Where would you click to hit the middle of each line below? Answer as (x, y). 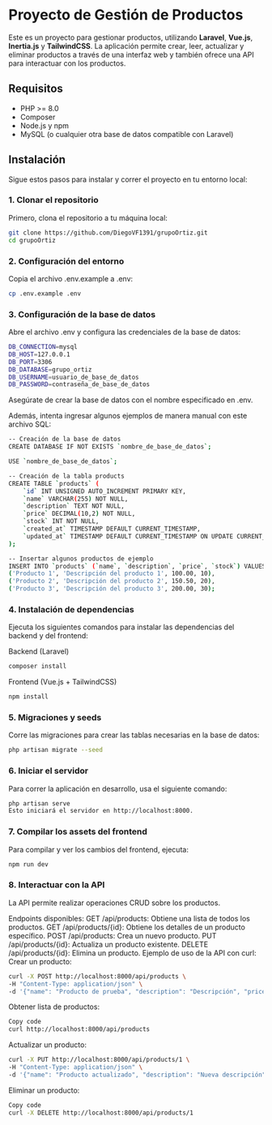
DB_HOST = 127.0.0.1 (39, 354)
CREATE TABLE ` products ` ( (54, 483)
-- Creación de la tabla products (67, 476)
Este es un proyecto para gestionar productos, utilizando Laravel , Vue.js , (131, 37)
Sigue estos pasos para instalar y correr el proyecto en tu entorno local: (128, 179)
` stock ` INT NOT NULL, (61, 522)
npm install (28, 697)
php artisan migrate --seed (56, 750)
